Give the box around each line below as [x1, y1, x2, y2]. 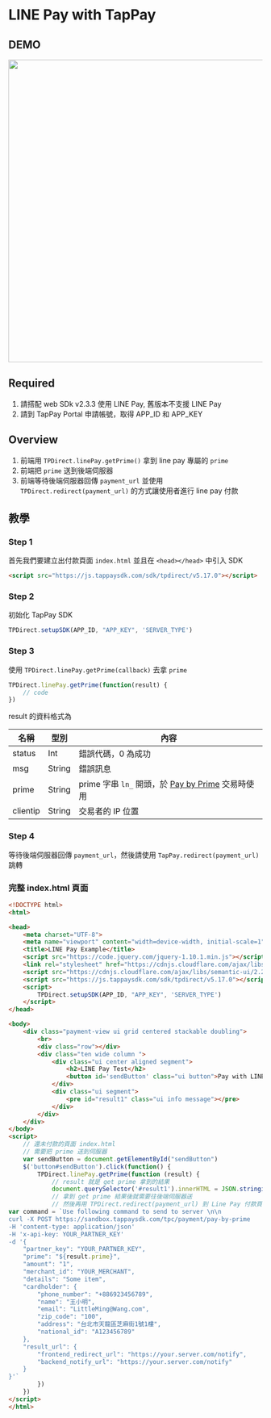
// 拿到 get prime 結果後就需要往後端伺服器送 [51, 1193, 193, 1201]
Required [8, 377, 55, 391]
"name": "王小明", [37, 1298, 95, 1306]
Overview [8, 433, 59, 447]
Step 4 [8, 830, 35, 842]
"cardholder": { [23, 1282, 78, 1290]
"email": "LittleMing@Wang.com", [37, 1305, 150, 1313]
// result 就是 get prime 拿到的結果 [51, 1177, 170, 1186]
